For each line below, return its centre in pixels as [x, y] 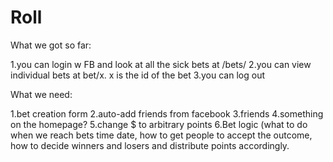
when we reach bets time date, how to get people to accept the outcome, [161, 135]
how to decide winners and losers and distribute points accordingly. [150, 145]
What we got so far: [51, 45]
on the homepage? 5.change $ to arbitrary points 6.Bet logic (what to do [159, 124]
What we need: [41, 94]
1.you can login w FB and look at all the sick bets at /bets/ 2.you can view [161, 64]
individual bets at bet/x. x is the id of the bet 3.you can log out [137, 75]
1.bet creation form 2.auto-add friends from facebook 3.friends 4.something [167, 113]
